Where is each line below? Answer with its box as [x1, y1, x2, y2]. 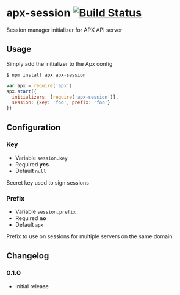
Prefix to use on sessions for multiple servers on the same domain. [6, 233, 175, 240]
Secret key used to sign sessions [6, 179, 90, 186]
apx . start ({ [6, 88, 37, 94]
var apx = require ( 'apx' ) [6, 82, 72, 88]
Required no [15, 215, 47, 222]
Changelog [6, 251, 49, 261]
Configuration [6, 122, 61, 132]
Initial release [15, 282, 49, 290]
